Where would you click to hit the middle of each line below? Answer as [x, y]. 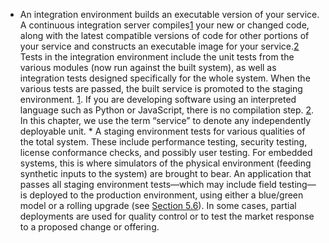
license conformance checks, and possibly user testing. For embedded [166, 152]
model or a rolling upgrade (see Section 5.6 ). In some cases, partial [158, 205]
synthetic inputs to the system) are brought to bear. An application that [165, 173]
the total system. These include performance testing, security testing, [163, 142]
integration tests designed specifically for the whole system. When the [165, 78]
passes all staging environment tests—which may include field [148, 184]
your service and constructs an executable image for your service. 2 [159, 46]
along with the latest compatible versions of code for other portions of [164, 35]
